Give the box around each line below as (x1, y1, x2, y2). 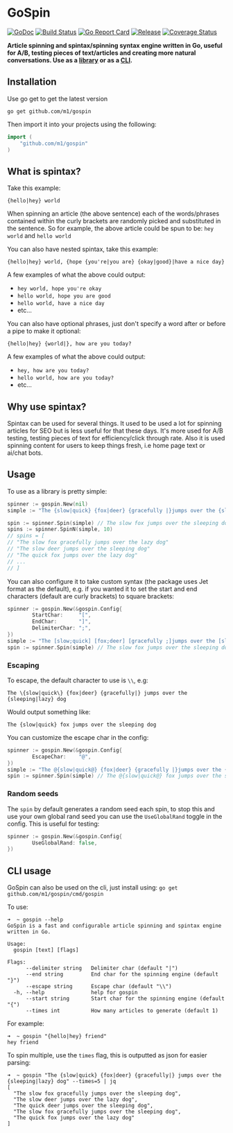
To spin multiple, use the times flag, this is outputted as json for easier (7, 1051, 207, 1060)
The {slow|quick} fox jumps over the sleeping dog (7, 721, 157, 728)
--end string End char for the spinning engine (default (25, 971, 218, 978)
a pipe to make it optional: (7, 327, 81, 336)
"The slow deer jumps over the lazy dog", (13, 1096, 138, 1103)
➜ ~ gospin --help (7, 917, 64, 924)
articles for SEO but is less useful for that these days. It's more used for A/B (7, 426, 223, 435)
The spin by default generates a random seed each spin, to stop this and (7, 804, 215, 813)
